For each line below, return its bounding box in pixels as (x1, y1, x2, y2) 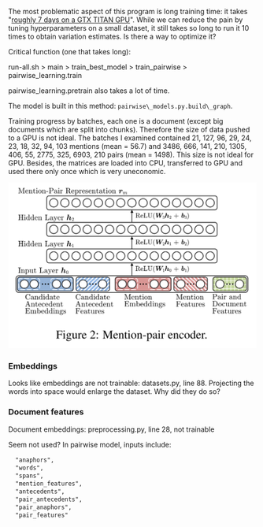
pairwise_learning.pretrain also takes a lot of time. (8, 86, 170, 95)
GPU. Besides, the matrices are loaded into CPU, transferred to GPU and (8, 158, 243, 168)
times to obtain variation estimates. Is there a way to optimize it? (8, 32, 217, 41)
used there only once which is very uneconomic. (8, 167, 166, 176)
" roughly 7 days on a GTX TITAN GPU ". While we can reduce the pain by (8, 15, 243, 24)
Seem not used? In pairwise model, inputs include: (8, 440, 172, 449)
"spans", (15, 472, 44, 480)
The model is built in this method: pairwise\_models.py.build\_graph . (8, 102, 233, 110)
